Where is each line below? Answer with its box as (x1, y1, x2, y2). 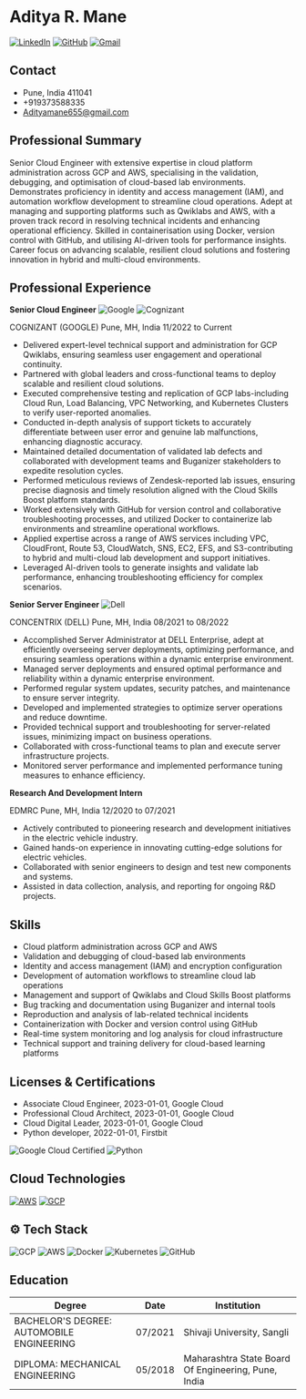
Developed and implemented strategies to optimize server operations (22, 702, 283, 713)
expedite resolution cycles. (22, 465, 125, 476)
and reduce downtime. (22, 712, 107, 723)
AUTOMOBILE (14, 1326, 75, 1339)
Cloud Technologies (9, 1171, 126, 1187)
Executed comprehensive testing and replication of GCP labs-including (22, 388, 290, 399)
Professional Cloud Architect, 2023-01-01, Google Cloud (22, 1108, 235, 1118)
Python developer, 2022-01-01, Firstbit (22, 1128, 168, 1138)
